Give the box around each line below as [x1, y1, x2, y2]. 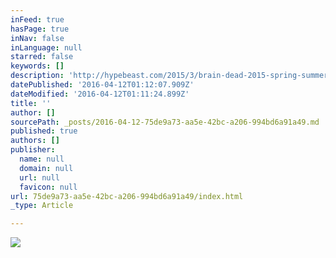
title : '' [10, 98, 52, 108]
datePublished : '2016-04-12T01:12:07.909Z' [10, 80, 195, 90]
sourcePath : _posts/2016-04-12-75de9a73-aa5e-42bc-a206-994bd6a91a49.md [10, 117, 320, 127]
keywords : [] [10, 61, 65, 71]
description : [10, 71, 65, 81]
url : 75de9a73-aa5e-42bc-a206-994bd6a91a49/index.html [10, 191, 244, 201]
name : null [19, 154, 65, 164]
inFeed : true [10, 14, 65, 25]
